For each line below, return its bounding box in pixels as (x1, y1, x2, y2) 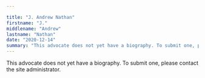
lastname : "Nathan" (6, 31, 56, 37)
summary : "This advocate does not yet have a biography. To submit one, (6, 43, 195, 49)
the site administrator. (6, 66, 61, 73)
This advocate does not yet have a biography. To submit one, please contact (6, 59, 199, 66)
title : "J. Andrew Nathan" (6, 14, 75, 20)
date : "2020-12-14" (6, 37, 56, 43)
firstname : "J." (6, 19, 48, 26)
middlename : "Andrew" (6, 26, 62, 32)
